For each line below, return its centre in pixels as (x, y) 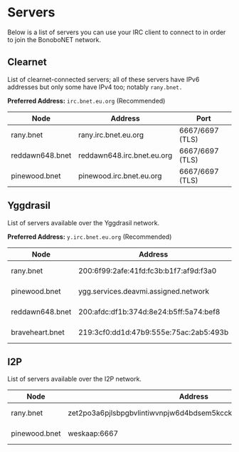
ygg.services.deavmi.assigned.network (144, 291)
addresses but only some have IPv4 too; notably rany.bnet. (95, 87)
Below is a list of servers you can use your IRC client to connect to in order (117, 32)
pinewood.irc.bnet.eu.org (120, 175)
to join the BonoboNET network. (54, 39)
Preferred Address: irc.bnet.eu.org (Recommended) (86, 101)
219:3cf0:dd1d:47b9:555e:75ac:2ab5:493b (153, 332)
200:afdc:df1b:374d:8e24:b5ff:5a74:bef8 (149, 312)
